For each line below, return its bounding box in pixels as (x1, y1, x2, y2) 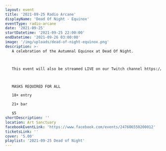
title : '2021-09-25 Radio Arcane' (5, 12, 77, 17)
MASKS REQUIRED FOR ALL (11, 84, 61, 89)
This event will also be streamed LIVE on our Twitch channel (11, 66, 142, 71)
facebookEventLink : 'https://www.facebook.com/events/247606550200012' (5, 124, 156, 129)
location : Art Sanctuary (5, 120, 56, 125)
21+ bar (11, 102, 28, 107)
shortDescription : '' (5, 115, 50, 120)
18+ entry (11, 93, 32, 98)
